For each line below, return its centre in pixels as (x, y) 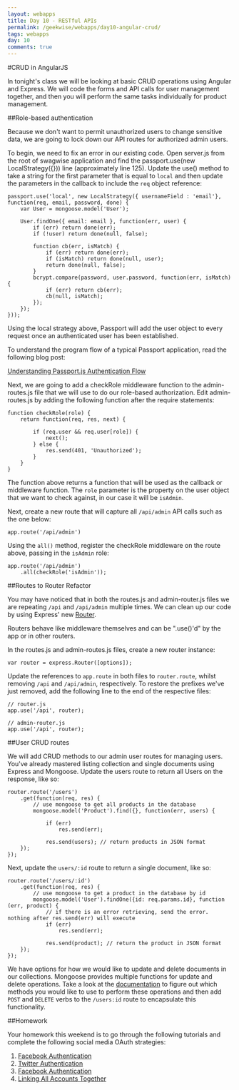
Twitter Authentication (50, 1063)
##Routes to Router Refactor (49, 585)
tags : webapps (29, 34)
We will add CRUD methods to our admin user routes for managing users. (115, 756)
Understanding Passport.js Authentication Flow (77, 371)
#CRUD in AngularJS (38, 67)
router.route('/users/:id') (49, 881)
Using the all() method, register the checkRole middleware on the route (114, 545)
